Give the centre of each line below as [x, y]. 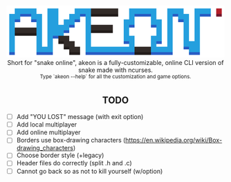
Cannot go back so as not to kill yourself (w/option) [90, 171]
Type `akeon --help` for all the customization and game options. [115, 76]
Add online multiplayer [48, 132]
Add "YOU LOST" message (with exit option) [80, 117]
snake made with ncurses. [115, 70]
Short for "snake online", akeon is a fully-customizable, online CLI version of [115, 62]
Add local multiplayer [47, 125]
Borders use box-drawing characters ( [71, 140]
